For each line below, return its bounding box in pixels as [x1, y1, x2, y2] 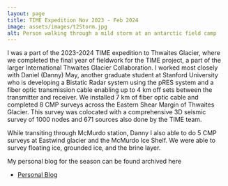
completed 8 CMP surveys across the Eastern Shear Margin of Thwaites [7, 100, 215, 109]
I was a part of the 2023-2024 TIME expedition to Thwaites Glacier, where [7, 49, 221, 57]
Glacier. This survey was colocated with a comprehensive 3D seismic [7, 108, 206, 116]
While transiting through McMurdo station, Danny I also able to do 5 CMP [7, 129, 218, 137]
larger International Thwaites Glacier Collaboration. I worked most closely [7, 63, 218, 72]
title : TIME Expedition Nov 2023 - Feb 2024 [7, 17, 139, 24]
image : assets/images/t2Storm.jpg [7, 23, 108, 30]
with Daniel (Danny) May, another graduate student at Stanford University [7, 71, 218, 79]
